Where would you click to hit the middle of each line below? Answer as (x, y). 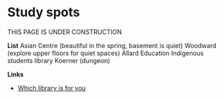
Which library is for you (52, 88)
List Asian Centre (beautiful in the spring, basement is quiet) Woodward (112, 45)
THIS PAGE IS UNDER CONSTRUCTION (65, 32)
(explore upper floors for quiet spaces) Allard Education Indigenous (105, 53)
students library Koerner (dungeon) (59, 60)
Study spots (44, 12)
